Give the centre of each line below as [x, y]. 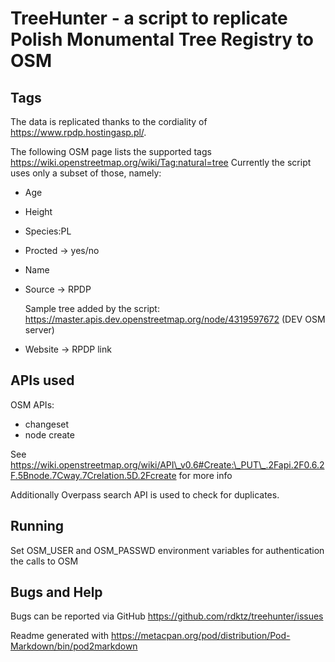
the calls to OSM [44, 561]
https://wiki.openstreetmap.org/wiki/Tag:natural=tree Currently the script [161, 162]
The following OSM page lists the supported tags [111, 151]
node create [49, 434]
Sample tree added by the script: [92, 308]
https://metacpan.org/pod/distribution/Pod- [200, 636]
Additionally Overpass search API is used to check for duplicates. [145, 494]
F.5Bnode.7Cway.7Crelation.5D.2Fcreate [93, 475]
